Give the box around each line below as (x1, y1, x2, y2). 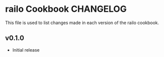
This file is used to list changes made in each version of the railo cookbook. (5, 20, 160, 26)
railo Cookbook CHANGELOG (5, 3, 127, 15)
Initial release (12, 47, 40, 53)
